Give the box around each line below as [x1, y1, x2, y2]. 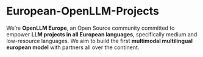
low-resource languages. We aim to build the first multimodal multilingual [6, 37, 193, 44]
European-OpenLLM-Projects [6, 4, 160, 18]
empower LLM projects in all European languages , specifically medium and [6, 30, 198, 38]
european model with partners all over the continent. [6, 44, 140, 51]
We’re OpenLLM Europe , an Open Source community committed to [6, 24, 175, 32]
